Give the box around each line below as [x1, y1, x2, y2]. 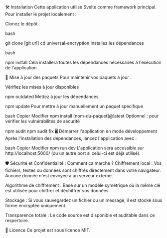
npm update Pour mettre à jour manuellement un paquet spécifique [5, 104, 144, 109]
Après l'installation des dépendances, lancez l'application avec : [5, 135, 137, 141]
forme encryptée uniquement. [5, 203, 67, 208]
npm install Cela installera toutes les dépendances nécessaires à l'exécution [5, 59, 162, 65]
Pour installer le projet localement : [5, 11, 77, 17]
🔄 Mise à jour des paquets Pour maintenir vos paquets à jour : [5, 74, 132, 80]
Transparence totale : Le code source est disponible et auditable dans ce [5, 212, 155, 218]
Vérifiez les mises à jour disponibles [5, 84, 79, 90]
